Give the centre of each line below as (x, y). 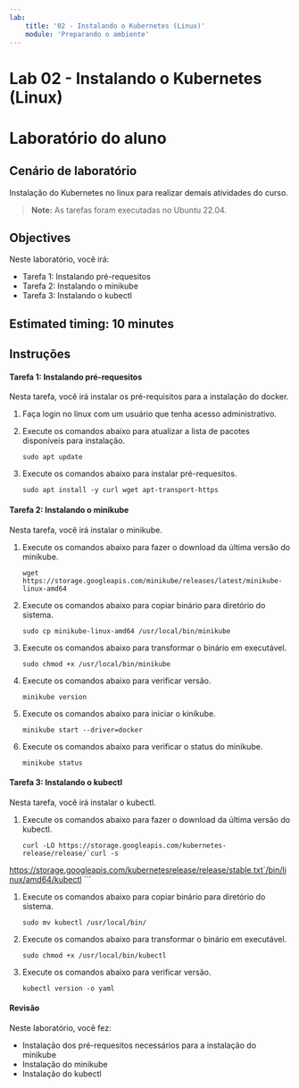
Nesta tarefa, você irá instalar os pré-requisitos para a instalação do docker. (149, 397)
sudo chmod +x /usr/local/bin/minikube (96, 664)
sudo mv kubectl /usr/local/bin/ (84, 922)
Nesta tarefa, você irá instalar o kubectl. (83, 802)
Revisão (25, 1008)
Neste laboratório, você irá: (59, 259)
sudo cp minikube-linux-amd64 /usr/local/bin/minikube (126, 631)
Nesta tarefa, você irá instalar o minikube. (86, 530)
